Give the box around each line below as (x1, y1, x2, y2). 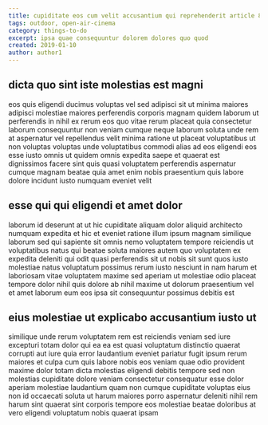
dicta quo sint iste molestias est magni (8, 78, 203, 92)
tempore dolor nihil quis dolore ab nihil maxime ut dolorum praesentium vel (8, 279, 254, 289)
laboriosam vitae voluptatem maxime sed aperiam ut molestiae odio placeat (8, 270, 257, 280)
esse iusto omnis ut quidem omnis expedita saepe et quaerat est (8, 150, 221, 159)
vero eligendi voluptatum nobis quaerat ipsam (8, 408, 159, 418)
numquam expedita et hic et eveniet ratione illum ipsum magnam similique (8, 228, 251, 238)
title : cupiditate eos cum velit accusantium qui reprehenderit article (8, 11, 255, 20)
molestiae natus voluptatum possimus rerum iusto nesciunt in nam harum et (8, 262, 258, 272)
